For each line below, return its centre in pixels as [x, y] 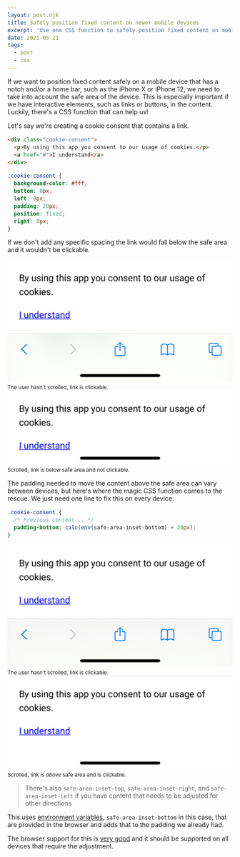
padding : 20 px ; [36, 206]
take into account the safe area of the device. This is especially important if [118, 96]
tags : [15, 45]
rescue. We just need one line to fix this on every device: [91, 498]
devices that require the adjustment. [61, 846]
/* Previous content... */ [54, 520]
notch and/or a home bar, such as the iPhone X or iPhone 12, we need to [114, 89]
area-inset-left [49, 796]
